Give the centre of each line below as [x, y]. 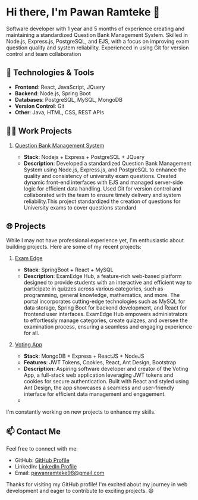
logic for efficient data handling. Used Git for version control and [103, 188]
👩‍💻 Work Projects [39, 131]
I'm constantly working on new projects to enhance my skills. [81, 412]
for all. [32, 333]
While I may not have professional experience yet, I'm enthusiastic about [95, 240]
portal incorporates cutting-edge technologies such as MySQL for [104, 301]
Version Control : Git [40, 106]
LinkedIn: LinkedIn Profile [46, 467]
